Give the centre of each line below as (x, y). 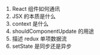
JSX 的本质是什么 (34, 16)
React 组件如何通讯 (36, 9)
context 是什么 (30, 24)
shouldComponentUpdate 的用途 (53, 31)
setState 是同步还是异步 (42, 46)
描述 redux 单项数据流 (39, 39)
